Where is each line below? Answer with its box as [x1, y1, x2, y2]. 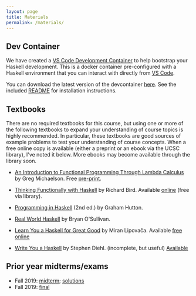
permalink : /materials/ [6, 19, 65, 25]
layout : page [6, 8, 38, 15]
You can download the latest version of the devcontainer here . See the [6, 81, 177, 88]
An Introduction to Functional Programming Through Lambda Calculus [14, 169, 184, 175]
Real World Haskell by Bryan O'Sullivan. [14, 215, 110, 222]
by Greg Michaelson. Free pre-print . [14, 175, 102, 182]
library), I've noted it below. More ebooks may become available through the [6, 151, 191, 158]
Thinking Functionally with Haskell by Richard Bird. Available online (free [14, 187, 190, 193]
